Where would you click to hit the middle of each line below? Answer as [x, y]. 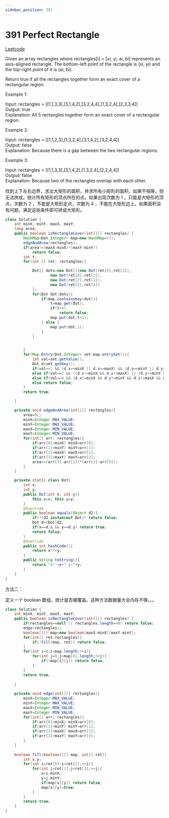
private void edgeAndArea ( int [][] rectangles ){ [65, 411]
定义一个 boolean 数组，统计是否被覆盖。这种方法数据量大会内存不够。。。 [81, 600]
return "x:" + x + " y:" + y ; [57, 565]
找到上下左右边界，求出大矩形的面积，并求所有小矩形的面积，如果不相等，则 [84, 191]
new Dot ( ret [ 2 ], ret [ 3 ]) [75, 285]
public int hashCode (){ [48, 546]
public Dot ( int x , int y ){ [52, 494]
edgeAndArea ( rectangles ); [51, 243]
